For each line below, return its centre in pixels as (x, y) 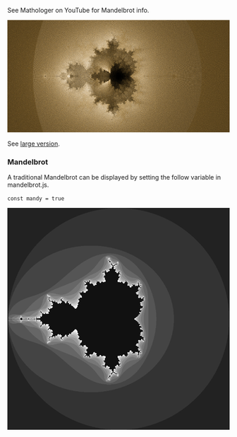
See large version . (34, 144)
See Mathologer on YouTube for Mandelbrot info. (78, 10)
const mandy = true (36, 199)
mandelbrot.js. (28, 185)
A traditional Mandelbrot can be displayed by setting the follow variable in (114, 177)
